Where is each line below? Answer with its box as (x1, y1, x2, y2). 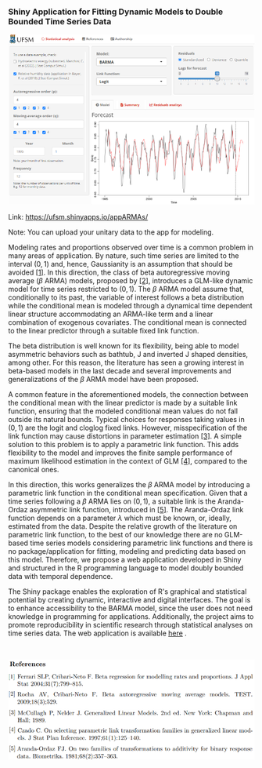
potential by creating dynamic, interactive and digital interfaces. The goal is (8, 595, 251, 604)
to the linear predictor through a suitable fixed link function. (8, 326, 199, 335)
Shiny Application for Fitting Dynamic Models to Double (8, 6, 224, 17)
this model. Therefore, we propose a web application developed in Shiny (8, 555, 242, 564)
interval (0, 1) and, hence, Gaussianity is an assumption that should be (8, 259, 233, 268)
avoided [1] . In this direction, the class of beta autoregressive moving (8, 268, 231, 277)
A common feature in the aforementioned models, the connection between (8, 389, 249, 399)
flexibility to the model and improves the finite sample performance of (8, 448, 233, 457)
